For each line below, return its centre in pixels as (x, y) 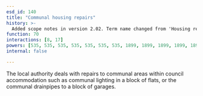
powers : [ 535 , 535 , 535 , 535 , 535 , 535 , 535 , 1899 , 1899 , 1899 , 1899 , (97, 46)
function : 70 (23, 34)
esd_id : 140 (21, 12)
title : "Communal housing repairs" (51, 18)
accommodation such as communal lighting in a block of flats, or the (92, 80)
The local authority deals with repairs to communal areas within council (95, 74)
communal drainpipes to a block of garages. (61, 86)
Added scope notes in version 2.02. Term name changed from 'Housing (101, 29)
